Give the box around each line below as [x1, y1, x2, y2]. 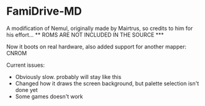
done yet [15, 86, 38, 93]
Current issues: [6, 61, 45, 69]
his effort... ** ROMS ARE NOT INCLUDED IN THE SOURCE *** [6, 31, 164, 38]
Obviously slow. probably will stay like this [15, 73, 122, 80]
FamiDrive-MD [6, 4, 83, 18]
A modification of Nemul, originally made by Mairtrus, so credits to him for [6, 25, 193, 32]
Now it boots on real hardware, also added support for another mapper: [6, 43, 187, 50]
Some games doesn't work [15, 93, 84, 100]
